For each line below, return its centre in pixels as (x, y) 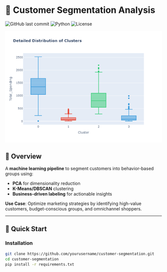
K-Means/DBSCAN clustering (43, 189)
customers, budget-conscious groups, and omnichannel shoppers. (74, 208)
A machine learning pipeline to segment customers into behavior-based (80, 168)
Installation (19, 243)
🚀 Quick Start (26, 229)
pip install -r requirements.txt (40, 265)
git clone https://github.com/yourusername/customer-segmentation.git (80, 254)
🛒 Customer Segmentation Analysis (80, 10)
